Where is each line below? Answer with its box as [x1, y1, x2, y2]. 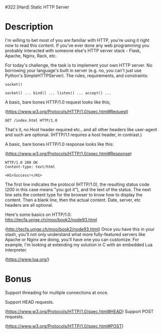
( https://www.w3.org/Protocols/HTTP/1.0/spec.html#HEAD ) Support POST [5, 308, 154, 314]
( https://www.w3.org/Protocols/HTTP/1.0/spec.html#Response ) [5, 151, 132, 157]
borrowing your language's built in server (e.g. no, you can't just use [5, 67, 142, 73]
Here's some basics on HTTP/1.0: [5, 212, 72, 217]
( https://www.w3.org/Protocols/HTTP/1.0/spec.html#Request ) [5, 108, 129, 114]
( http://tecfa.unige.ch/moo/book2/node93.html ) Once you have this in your [5, 226, 155, 232]
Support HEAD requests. [5, 299, 54, 305]
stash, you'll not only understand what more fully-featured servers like [5, 231, 146, 237]
